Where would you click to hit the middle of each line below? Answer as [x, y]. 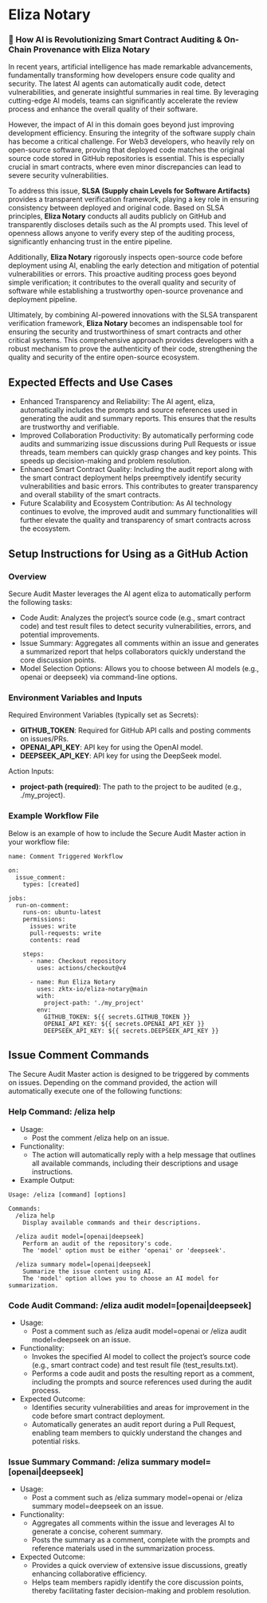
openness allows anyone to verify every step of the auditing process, [122, 234]
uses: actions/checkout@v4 [82, 968]
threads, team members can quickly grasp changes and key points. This [138, 453]
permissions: [44, 919]
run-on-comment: [42, 905]
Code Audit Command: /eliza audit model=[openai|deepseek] [130, 1305]
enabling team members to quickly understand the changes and [137, 1432]
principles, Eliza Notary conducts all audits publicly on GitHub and [118, 216]
